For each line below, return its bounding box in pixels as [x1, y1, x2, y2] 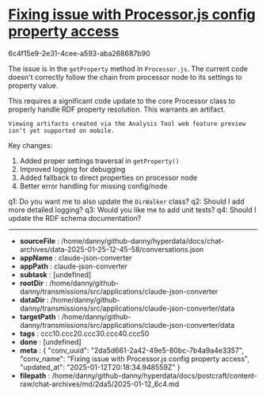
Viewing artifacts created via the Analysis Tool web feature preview [8, 120, 246, 128]
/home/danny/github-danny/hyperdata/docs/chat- [60, 236, 225, 246]
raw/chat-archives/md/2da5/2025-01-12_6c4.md [19, 379, 180, 389]
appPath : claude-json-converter [19, 261, 128, 271]
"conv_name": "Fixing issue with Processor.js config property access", [19, 354, 249, 364]
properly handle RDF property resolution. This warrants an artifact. [8, 105, 226, 114]
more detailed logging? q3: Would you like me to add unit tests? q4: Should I [8, 204, 256, 215]
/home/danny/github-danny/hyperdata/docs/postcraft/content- [51, 371, 258, 380]
